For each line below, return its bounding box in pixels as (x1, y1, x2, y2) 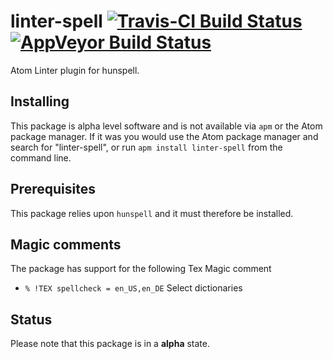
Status (10, 311, 53, 328)
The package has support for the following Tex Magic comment (10, 263, 272, 275)
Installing (10, 93, 70, 110)
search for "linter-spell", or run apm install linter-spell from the (10, 141, 283, 153)
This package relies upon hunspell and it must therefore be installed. (10, 207, 294, 219)
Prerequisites (10, 181, 96, 198)
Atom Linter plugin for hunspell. (10, 64, 140, 76)
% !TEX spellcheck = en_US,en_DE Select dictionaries (24, 282, 243, 294)
